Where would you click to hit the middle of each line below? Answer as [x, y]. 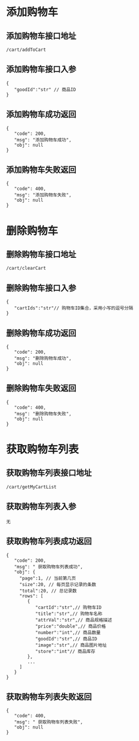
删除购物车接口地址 [41, 255]
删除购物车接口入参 [41, 288]
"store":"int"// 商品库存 [65, 651]
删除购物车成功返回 [41, 333]
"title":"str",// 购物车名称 [69, 614]
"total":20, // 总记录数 [48, 591]
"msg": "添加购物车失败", [43, 195]
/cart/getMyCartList [32, 487]
